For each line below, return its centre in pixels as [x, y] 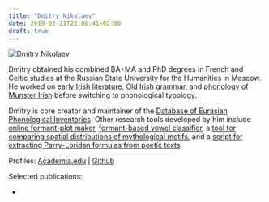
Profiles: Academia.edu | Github [62, 161]
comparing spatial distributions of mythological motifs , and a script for [126, 137]
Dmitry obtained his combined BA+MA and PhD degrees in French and [126, 69]
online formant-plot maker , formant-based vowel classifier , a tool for [122, 128]
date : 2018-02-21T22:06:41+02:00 [65, 23]
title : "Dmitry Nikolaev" [52, 16]
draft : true [28, 31]
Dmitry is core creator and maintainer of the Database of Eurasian [118, 111]
